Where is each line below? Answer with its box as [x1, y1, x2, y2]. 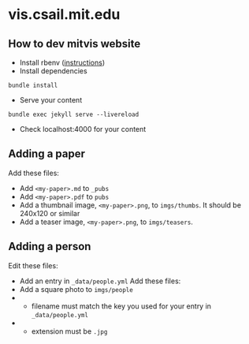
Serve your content [19, 95, 83, 104]
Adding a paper [8, 148, 85, 161]
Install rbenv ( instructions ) [19, 58, 105, 67]
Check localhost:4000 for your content [19, 125, 147, 133]
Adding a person [8, 240, 91, 253]
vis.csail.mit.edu [8, 6, 121, 24]
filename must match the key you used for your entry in [31, 301, 211, 311]
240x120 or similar [19, 208, 80, 218]
